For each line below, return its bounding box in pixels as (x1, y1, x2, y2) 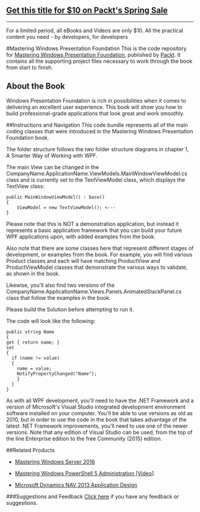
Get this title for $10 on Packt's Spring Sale (6, 5, 168, 16)
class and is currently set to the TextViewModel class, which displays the (6, 176, 186, 183)
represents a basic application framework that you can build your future (6, 226, 182, 234)
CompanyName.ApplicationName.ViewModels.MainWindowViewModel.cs (6, 170, 187, 177)
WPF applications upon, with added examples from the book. (6, 233, 156, 240)
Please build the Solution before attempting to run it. (6, 305, 134, 313)
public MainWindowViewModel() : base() (6, 194, 105, 200)
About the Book (6, 81, 65, 91)
